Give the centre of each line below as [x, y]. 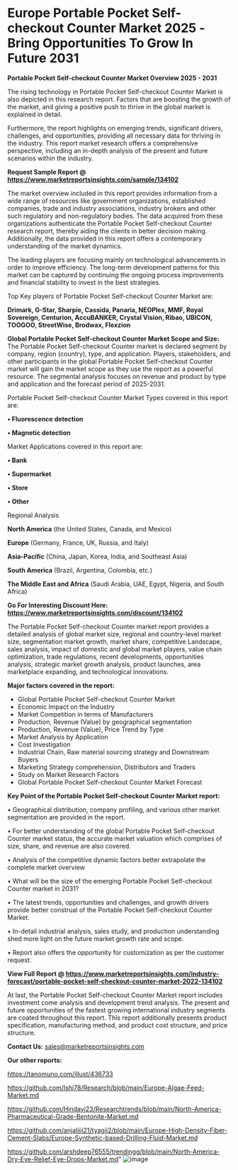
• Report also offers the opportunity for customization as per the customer [116, 952]
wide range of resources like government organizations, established [107, 201]
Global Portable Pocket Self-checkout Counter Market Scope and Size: [113, 338]
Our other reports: [35, 1060]
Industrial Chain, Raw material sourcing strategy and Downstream [113, 752]
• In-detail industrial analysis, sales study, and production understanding [113, 931]
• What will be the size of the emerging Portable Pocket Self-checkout [110, 881]
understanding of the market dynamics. [65, 245]
